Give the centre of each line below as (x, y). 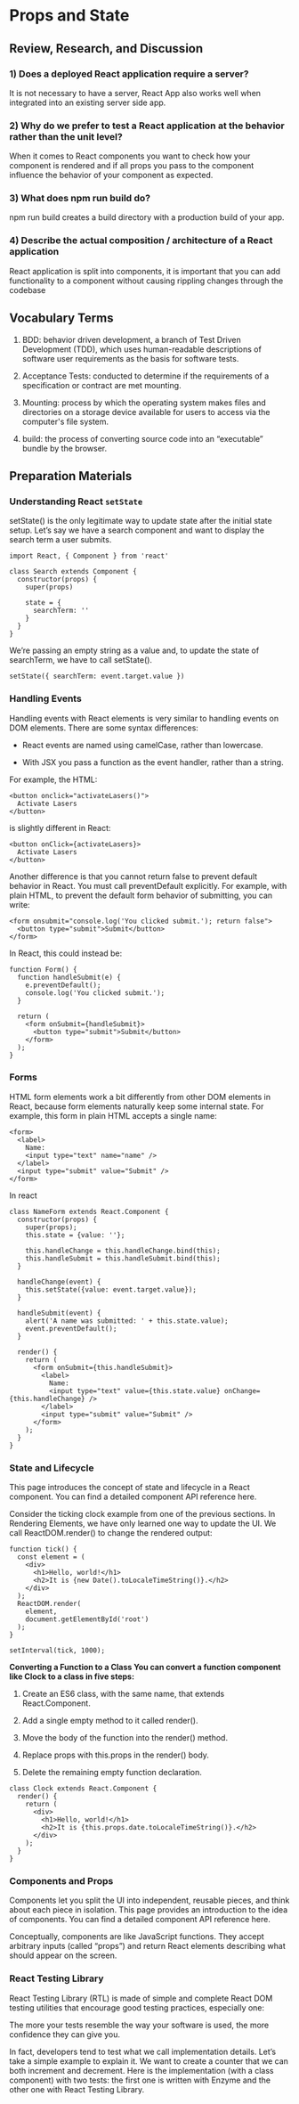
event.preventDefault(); (71, 1328)
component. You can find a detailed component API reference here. (133, 1496)
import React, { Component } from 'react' (89, 556)
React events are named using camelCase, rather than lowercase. (143, 745)
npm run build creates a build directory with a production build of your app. (147, 217)
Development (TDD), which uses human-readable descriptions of (142, 349)
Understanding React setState (76, 502)
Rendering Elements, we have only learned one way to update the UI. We (143, 1523)
